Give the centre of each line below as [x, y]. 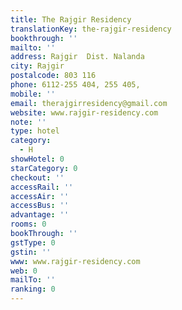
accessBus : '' [40, 206]
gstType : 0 [33, 242]
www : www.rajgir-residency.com [75, 261]
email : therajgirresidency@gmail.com [89, 103]
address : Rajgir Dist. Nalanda [77, 57]
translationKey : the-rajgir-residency [91, 29]
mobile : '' [33, 94]
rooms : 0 [28, 224]
